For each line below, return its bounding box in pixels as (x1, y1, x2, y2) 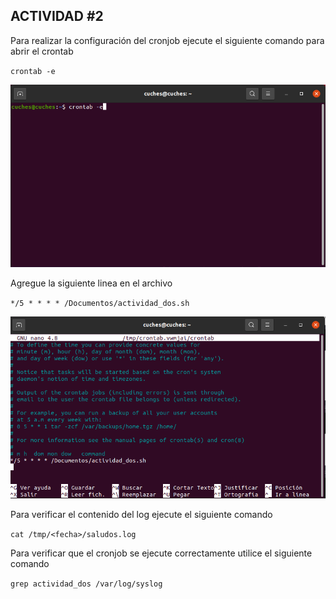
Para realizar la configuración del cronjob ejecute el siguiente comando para (10, 34, 325, 46)
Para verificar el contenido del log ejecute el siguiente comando (10, 508, 273, 520)
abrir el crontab (10, 45, 74, 57)
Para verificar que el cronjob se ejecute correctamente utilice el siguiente (10, 547, 313, 559)
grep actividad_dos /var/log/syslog (10, 579, 163, 589)
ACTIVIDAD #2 (10, 8, 104, 25)
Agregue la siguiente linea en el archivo (10, 277, 173, 289)
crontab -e (10, 66, 56, 76)
